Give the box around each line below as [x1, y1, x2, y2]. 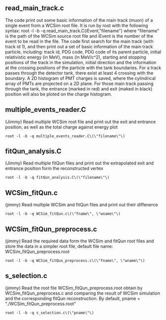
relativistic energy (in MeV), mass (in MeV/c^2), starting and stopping [5, 54, 146, 60]
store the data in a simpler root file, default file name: [5, 243, 113, 249]
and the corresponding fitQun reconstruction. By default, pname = [5, 295, 140, 301]
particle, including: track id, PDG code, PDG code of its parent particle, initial [5, 49, 162, 55]
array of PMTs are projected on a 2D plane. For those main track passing [5, 80, 154, 86]
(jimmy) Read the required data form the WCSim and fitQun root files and [5, 238, 154, 244]
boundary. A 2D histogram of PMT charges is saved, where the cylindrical [5, 75, 156, 81]
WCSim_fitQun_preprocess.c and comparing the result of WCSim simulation [5, 290, 160, 296]
